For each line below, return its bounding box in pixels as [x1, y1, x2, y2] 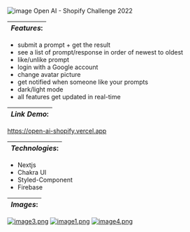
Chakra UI [17, 168, 47, 176]
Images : [10, 200, 38, 209]
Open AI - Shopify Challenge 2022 [34, 7, 133, 15]
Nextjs [17, 161, 36, 169]
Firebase [17, 183, 43, 191]
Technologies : [10, 143, 59, 153]
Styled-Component [17, 175, 73, 184]
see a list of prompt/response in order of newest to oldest [17, 48, 184, 56]
